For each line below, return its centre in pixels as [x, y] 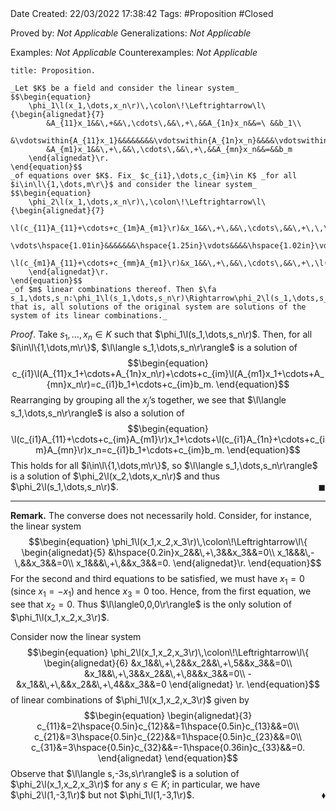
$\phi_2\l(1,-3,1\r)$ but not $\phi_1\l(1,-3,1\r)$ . [102, 794]
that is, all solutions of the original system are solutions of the [158, 307]
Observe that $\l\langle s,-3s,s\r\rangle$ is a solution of [125, 773]
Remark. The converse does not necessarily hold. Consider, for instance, [161, 515]
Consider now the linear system [76, 636]
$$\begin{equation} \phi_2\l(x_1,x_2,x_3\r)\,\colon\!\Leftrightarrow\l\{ [168, 652]
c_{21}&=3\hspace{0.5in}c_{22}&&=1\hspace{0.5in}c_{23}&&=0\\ [168, 736]
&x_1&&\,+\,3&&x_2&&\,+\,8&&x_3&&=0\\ [164, 673]
